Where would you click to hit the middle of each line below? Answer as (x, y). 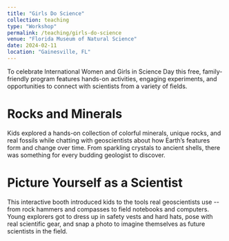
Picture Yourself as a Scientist (95, 182)
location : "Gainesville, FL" (49, 52)
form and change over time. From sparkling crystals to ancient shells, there (114, 147)
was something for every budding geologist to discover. (86, 155)
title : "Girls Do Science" (46, 13)
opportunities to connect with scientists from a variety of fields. (97, 86)
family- (212, 71)
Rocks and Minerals (65, 114)
